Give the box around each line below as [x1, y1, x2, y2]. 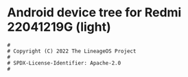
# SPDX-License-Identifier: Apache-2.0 [7, 59, 121, 66]
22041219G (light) [7, 19, 111, 35]
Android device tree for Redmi [7, 5, 182, 20]
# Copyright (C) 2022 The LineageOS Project [7, 48, 137, 55]
